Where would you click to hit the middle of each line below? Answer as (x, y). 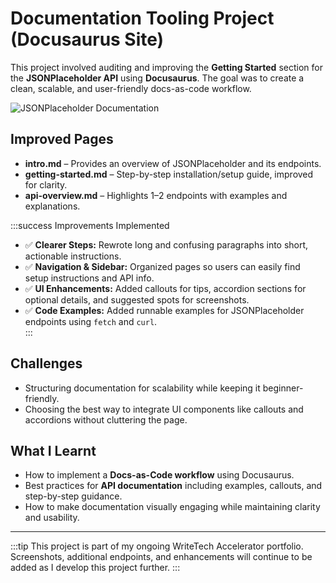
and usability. (52, 518)
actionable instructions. (73, 256)
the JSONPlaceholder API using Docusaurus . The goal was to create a (157, 78)
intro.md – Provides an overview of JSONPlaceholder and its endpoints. (173, 163)
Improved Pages (62, 139)
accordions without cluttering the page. (106, 419)
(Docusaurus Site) (87, 39)
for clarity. (46, 184)
